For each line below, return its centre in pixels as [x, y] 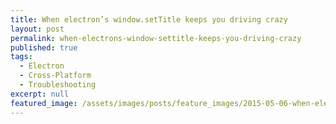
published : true [44, 47]
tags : [21, 57]
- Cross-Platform [55, 76]
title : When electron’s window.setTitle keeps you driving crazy [149, 19]
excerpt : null [40, 94]
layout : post [37, 29]
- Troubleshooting [58, 85]
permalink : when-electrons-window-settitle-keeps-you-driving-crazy [156, 38]
